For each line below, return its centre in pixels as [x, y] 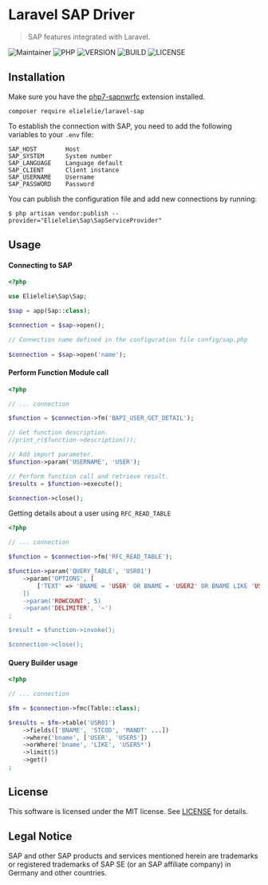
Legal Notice [40, 837]
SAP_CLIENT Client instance [64, 170]
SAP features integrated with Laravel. [89, 37]
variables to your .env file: [51, 134]
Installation [37, 77]
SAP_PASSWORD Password [51, 184]
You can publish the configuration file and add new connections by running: [133, 199]
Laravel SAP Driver [72, 15]
